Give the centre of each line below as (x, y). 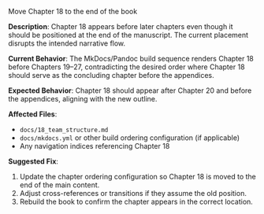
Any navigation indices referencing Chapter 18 (95, 146)
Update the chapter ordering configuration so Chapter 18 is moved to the (138, 177)
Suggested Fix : (33, 161)
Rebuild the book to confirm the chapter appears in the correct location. (136, 201)
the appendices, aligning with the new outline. (83, 99)
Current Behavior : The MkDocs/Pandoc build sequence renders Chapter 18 (131, 59)
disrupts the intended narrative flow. (67, 43)
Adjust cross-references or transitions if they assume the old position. (133, 193)
